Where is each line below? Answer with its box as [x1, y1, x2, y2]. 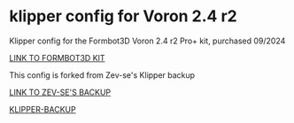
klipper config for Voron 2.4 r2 [9, 6, 237, 27]
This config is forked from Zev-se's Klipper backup [9, 69, 196, 81]
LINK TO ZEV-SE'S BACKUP [9, 87, 112, 97]
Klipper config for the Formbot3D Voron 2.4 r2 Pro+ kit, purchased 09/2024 [9, 35, 286, 46]
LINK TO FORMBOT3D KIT [9, 52, 105, 63]
